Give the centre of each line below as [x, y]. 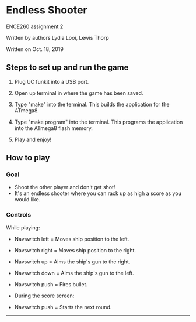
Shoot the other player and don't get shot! [65, 187]
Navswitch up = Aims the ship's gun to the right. [72, 262]
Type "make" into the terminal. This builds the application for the [92, 104]
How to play [28, 158]
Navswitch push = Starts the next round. [63, 307]
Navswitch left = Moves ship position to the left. [72, 239]
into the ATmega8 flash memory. [54, 128]
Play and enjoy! [33, 139]
